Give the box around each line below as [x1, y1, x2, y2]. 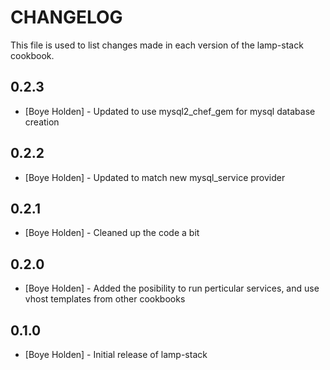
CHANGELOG [10, 6, 123, 29]
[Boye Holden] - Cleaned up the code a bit [24, 227, 200, 239]
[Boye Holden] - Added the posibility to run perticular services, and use [24, 282, 320, 295]
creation [24, 116, 60, 128]
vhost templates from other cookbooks [24, 293, 186, 305]
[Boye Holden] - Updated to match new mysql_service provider [24, 171, 286, 183]
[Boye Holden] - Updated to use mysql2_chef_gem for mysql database [24, 105, 316, 117]
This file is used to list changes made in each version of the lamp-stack [10, 39, 304, 51]
